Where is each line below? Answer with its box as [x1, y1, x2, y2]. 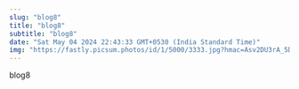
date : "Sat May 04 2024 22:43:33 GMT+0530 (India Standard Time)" [9, 37, 261, 47]
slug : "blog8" [9, 12, 62, 22]
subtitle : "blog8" [9, 29, 77, 38]
